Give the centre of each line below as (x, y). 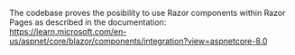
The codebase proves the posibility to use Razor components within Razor (147, 13)
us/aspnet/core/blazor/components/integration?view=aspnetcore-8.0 (138, 41)
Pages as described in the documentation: (88, 22)
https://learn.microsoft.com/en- (68, 31)
